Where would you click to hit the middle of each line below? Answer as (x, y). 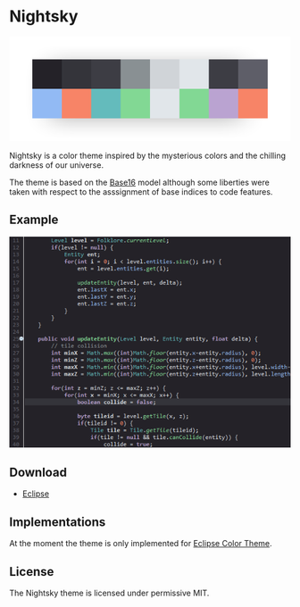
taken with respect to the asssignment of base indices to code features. (141, 191)
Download (38, 472)
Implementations (58, 522)
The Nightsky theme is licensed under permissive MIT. (109, 593)
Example (34, 220)
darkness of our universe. (57, 165)
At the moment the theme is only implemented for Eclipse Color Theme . (141, 544)
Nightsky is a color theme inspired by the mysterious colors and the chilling (147, 155)
